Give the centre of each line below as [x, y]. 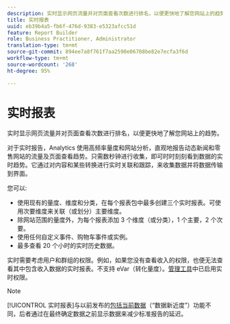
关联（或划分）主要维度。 [89, 211]
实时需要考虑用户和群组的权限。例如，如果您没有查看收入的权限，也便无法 [112, 260]
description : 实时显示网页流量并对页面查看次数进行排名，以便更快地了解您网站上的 [111, 13]
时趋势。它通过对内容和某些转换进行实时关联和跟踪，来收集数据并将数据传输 [115, 165]
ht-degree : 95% [29, 71]
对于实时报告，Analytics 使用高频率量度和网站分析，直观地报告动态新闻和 [111, 148]
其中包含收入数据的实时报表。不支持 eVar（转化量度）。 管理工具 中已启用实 [117, 269]
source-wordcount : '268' [42, 65]
